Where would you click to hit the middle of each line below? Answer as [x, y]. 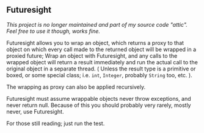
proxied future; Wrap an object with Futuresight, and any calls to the [92, 56]
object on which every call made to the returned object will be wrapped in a [101, 49]
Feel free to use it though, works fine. [53, 31]
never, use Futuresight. [35, 111]
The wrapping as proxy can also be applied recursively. [76, 87]
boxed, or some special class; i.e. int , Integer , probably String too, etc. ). [99, 75]
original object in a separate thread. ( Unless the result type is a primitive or [101, 69]
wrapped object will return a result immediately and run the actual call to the [102, 62]
